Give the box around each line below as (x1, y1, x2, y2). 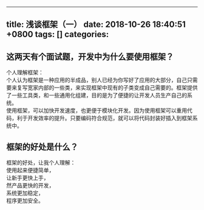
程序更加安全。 (6, 197, 44, 205)
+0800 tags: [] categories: (6, 29, 109, 40)
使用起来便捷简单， (6, 167, 55, 174)
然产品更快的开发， (6, 182, 55, 189)
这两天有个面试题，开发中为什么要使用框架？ (6, 51, 174, 61)
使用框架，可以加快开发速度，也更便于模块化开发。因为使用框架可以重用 (6, 107, 187, 114)
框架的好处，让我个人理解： (6, 159, 76, 166)
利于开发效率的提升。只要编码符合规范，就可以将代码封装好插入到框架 (16, 114, 192, 122)
